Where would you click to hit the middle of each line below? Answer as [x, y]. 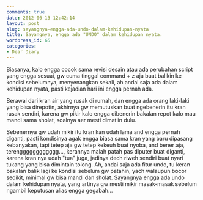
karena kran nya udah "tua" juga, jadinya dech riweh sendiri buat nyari [95, 158]
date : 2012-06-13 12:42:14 [41, 18]
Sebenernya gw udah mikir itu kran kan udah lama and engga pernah [93, 131]
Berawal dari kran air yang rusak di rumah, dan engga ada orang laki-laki [98, 100]
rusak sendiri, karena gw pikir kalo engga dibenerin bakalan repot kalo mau [101, 113]
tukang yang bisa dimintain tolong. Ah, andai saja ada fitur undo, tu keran [98, 164]
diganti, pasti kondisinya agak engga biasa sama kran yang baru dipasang [99, 138]
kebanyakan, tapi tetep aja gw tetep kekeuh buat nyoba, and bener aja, [96, 145]
